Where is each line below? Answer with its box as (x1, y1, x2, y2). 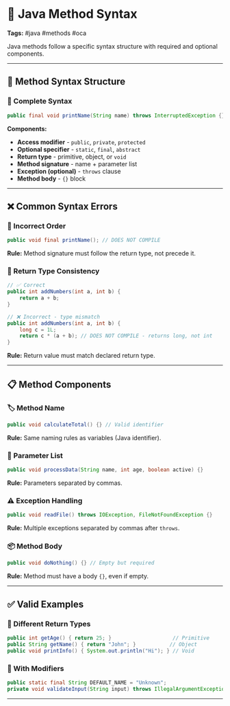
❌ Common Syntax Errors (7, 201, 118, 212)
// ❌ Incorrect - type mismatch (7, 313, 101, 320)
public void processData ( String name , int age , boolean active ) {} (7, 466, 204, 473)
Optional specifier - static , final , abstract (16, 145, 141, 153)
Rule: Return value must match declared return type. (7, 352, 155, 360)
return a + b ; (19, 295, 60, 301)
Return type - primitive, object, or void (16, 152, 127, 161)
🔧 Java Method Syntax (7, 6, 138, 22)
